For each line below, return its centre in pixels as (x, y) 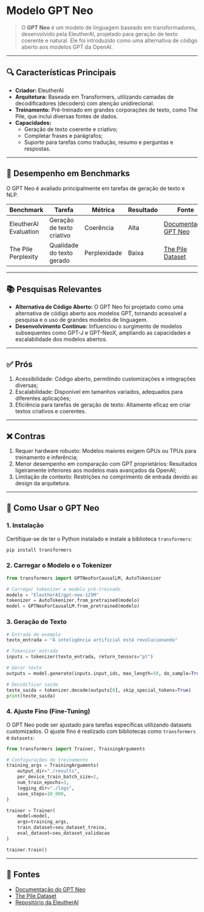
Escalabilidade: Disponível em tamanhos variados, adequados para (99, 392)
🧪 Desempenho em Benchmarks (68, 173)
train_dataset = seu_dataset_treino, (62, 828)
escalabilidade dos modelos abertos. (61, 340)
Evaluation (24, 231)
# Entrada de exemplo (34, 635)
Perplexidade (103, 252)
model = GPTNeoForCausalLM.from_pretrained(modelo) (73, 606)
